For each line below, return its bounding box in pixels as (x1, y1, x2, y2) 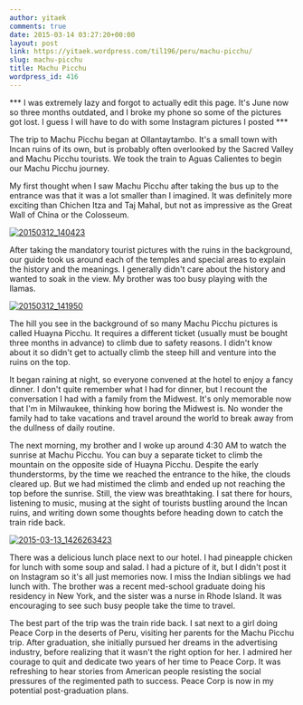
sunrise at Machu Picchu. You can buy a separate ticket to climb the (9, 449, 263, 460)
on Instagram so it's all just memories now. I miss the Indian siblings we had (9, 571, 291, 582)
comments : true (9, 22, 67, 31)
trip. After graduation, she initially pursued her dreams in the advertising (9, 636, 278, 648)
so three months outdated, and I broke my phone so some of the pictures (9, 106, 282, 118)
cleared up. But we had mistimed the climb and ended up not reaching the (9, 478, 286, 489)
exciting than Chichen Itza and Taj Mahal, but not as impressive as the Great (9, 199, 293, 210)
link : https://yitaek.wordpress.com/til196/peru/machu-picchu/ (9, 47, 253, 56)
